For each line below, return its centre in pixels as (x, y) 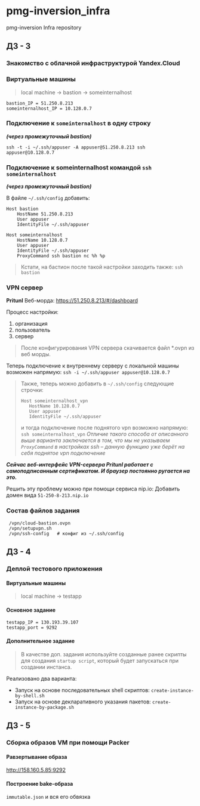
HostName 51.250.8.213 (45, 214)
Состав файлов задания (43, 511)
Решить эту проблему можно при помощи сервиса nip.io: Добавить (93, 489)
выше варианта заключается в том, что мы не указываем (95, 440)
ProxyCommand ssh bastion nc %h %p (61, 256)
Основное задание (31, 610)
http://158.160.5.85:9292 (36, 770)
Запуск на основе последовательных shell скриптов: (82, 690)
